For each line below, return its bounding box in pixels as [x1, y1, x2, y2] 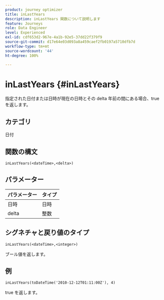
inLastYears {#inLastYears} [5, 78, 120, 90]
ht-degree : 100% [5, 53, 38, 58]
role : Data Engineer [5, 26, 48, 31]
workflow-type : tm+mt [5, 44, 50, 49]
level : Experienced [5, 30, 45, 35]
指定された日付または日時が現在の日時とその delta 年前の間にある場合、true [5, 96, 160, 102]
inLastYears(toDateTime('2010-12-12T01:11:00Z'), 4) [5, 280, 116, 285]
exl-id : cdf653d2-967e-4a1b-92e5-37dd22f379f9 [5, 35, 102, 40]
